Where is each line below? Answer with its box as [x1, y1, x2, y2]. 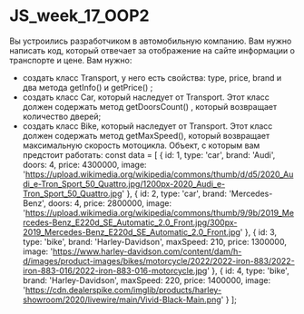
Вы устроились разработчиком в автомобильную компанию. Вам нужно [9, 35, 292, 46]
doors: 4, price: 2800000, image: [48, 197, 172, 209]
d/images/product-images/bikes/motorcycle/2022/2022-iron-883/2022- [22, 255, 295, 266]
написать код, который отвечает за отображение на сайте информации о [9, 44, 295, 55]
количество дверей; [22, 111, 102, 122]
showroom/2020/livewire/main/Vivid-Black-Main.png [22, 294, 222, 305]
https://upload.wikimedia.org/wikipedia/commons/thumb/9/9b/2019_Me [25, 207, 295, 218]
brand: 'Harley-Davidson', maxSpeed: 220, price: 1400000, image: [22, 274, 270, 286]
